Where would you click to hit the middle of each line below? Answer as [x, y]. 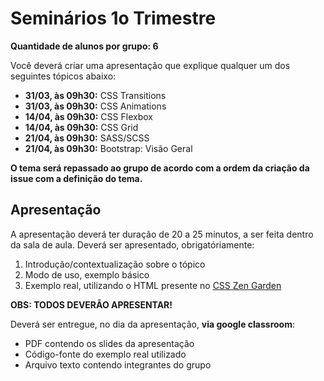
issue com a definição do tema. [76, 178]
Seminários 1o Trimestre [113, 18]
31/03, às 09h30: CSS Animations [95, 106]
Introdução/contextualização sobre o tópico [115, 264]
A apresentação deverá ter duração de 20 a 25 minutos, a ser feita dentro [162, 234]
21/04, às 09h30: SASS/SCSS [87, 138]
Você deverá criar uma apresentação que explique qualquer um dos [150, 65]
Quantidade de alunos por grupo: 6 [84, 46]
